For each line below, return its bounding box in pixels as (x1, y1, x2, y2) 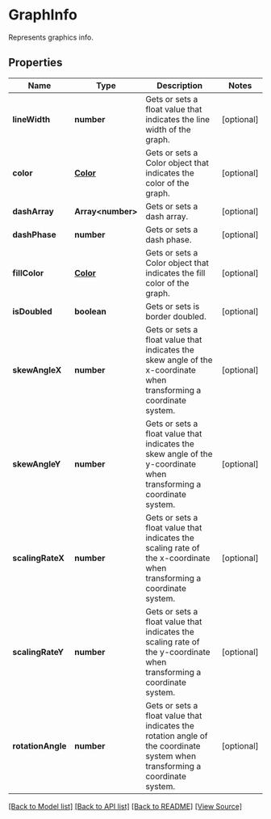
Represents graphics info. (8, 32, 94, 42)
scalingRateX (12, 552, 65, 564)
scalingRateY (12, 646, 65, 657)
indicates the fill (144, 267, 206, 278)
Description (156, 79, 203, 91)
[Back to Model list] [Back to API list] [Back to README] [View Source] (8, 801, 243, 811)
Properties (8, 56, 63, 70)
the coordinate (144, 740, 201, 751)
